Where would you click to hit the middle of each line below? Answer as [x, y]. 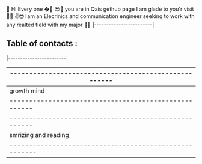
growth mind [27, 91]
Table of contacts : [42, 44]
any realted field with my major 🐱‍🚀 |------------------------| [80, 25]
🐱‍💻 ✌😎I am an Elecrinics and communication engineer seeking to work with [100, 16]
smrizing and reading [39, 135]
